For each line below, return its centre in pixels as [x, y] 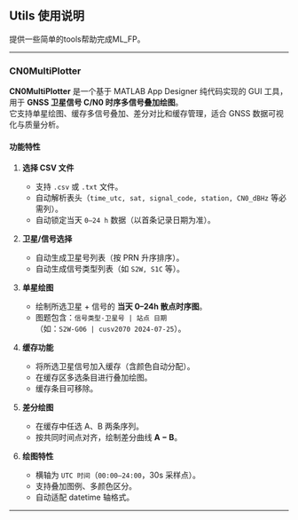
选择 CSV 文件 [48, 168]
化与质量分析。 [36, 125]
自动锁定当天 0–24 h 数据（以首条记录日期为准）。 [125, 220]
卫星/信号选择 [47, 239]
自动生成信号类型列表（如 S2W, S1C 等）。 [110, 269]
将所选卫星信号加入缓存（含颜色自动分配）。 [115, 366]
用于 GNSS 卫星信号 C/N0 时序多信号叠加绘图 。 [96, 102]
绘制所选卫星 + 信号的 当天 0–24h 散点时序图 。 [121, 307]
